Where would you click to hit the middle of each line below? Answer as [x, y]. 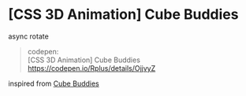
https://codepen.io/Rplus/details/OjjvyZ [91, 68]
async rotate [28, 36]
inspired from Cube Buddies [54, 83]
